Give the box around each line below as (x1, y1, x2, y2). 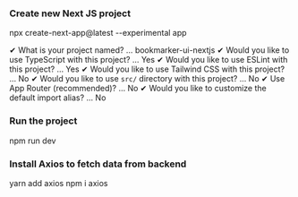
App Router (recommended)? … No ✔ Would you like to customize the (9, 83, 267, 94)
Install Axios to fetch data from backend (9, 158, 187, 170)
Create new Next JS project (9, 7, 132, 20)
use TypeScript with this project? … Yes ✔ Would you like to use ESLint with (9, 55, 288, 65)
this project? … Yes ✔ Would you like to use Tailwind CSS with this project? (9, 64, 285, 74)
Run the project (9, 115, 78, 127)
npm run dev (9, 135, 56, 146)
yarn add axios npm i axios (9, 177, 108, 188)
